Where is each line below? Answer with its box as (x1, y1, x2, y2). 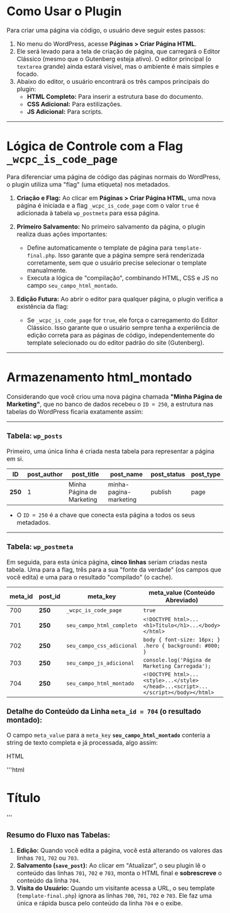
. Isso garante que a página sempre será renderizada (55, 251, 205, 260)
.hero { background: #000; (143, 642, 220, 649)
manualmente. (26, 267, 67, 275)
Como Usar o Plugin (7, 3, 122, 19)
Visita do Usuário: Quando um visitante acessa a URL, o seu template (16, 883, 215, 892)
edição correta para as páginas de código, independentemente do (26, 331, 215, 340)
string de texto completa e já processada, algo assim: (7, 739, 158, 747)
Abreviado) (165, 596, 199, 604)
